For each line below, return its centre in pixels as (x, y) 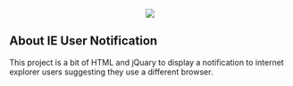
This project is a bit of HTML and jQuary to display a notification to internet (146, 62)
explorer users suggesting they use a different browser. (111, 72)
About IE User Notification (84, 41)
